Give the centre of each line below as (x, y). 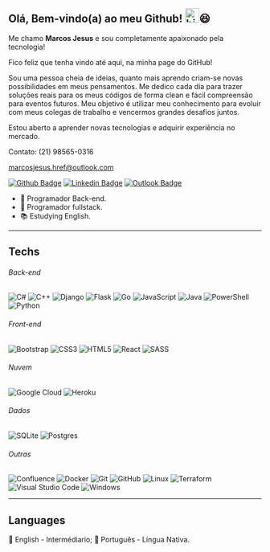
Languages (37, 520)
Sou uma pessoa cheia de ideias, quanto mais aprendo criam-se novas (126, 78)
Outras (20, 454)
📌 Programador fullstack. (61, 206)
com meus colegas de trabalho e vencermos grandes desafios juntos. (124, 112)
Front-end (25, 324)
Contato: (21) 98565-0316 (51, 151)
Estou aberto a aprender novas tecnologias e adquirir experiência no (122, 127)
